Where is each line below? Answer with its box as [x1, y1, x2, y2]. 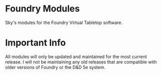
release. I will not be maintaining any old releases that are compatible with [5, 58, 157, 65]
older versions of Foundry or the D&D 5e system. [5, 64, 106, 70]
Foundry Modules [5, 3, 80, 14]
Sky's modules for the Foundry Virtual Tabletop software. [5, 19, 123, 25]
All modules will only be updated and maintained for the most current [5, 53, 147, 59]
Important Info [5, 37, 66, 48]
